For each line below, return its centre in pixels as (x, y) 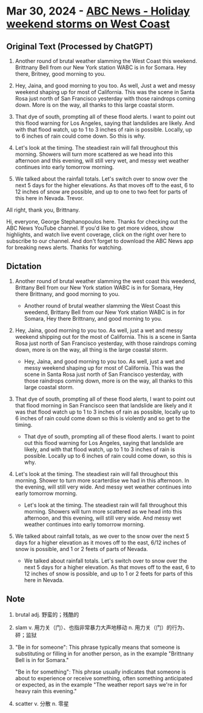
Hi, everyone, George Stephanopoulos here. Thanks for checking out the (97, 222)
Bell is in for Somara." (42, 660)
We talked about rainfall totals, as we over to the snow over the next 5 (102, 536)
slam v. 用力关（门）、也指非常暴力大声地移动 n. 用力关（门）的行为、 (101, 627)
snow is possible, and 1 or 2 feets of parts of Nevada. (82, 549)
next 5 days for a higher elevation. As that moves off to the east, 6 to (110, 567)
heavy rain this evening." (46, 691)
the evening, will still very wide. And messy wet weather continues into (103, 487)
